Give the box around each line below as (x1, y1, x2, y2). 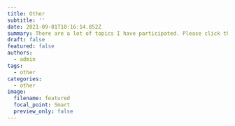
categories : (7, 75, 42, 83)
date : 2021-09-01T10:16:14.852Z (7, 23, 101, 30)
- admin (13, 56, 36, 63)
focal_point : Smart (13, 101, 71, 108)
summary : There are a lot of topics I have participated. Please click (7, 29, 220, 37)
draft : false (7, 36, 45, 43)
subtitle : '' (7, 17, 45, 24)
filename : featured (13, 95, 71, 102)
